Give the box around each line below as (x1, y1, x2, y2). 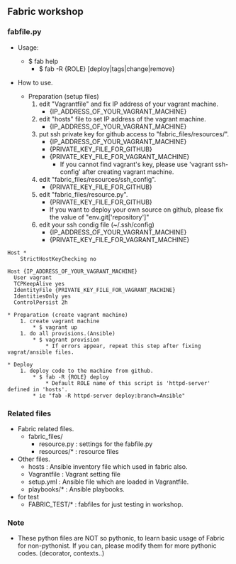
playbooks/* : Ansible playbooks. (28, 484, 125, 493)
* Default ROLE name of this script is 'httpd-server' (45, 379, 211, 386)
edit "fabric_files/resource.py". (38, 190, 128, 198)
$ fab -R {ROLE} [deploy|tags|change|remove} (38, 64, 175, 73)
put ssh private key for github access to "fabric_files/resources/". (38, 129, 229, 138)
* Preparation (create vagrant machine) (7, 311, 129, 318)
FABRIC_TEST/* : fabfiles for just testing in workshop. (28, 500, 184, 509)
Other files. (17, 455, 51, 463)
